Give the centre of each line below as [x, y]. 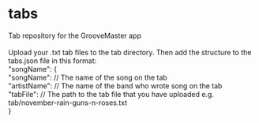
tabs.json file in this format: [53, 61]
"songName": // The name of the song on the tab [88, 77]
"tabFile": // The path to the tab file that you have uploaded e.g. [111, 94]
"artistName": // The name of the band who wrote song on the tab [115, 86]
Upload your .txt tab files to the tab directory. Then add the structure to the [130, 52]
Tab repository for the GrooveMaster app [75, 35]
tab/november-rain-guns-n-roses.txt [68, 102]
